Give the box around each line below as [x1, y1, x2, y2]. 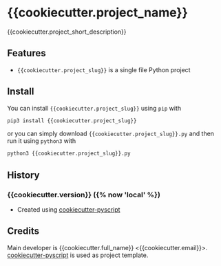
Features [7, 47, 46, 59]
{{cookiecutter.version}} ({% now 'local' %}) [7, 190, 160, 199]
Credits [7, 225, 40, 237]
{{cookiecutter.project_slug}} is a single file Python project [17, 65, 191, 74]
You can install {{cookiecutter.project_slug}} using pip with [7, 104, 182, 112]
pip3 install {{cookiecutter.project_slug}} [7, 117, 137, 124]
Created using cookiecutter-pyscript [17, 206, 120, 214]
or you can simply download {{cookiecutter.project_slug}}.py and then [7, 129, 215, 138]
